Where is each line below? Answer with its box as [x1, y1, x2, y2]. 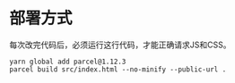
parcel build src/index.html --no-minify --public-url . [9, 64, 227, 74]
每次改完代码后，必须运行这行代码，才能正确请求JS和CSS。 [9, 39, 231, 50]
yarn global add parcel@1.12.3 [9, 57, 126, 66]
